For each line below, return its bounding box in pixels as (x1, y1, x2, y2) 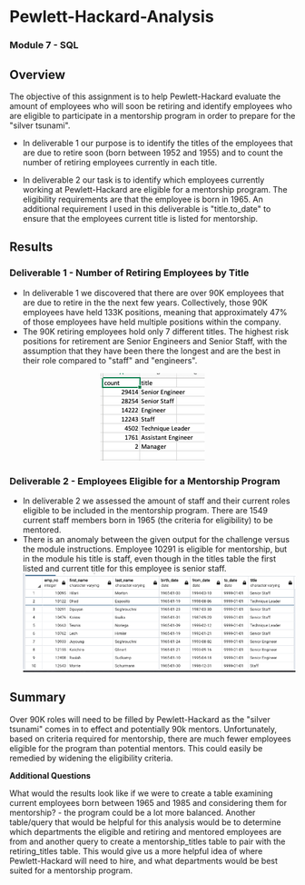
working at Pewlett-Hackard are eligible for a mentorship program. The (22, 184, 288, 194)
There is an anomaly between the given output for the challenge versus (22, 533, 290, 544)
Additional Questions (9, 770, 91, 781)
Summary (9, 690, 66, 705)
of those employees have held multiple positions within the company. (22, 316, 281, 327)
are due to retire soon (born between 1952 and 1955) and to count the (22, 147, 283, 158)
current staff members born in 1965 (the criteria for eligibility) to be (22, 514, 274, 525)
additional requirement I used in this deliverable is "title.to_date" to (22, 203, 271, 214)
